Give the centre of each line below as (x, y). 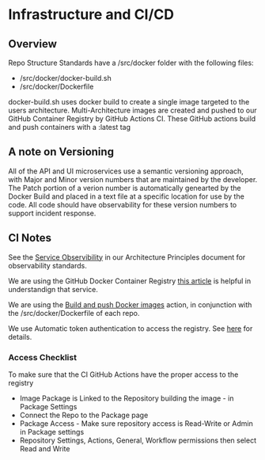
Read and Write (45, 448)
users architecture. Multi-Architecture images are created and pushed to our (132, 110)
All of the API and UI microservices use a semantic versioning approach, (126, 171)
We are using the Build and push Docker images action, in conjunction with (130, 304)
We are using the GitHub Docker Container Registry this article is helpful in (130, 281)
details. (20, 336)
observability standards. (47, 265)
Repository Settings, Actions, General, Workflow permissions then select (138, 440)
